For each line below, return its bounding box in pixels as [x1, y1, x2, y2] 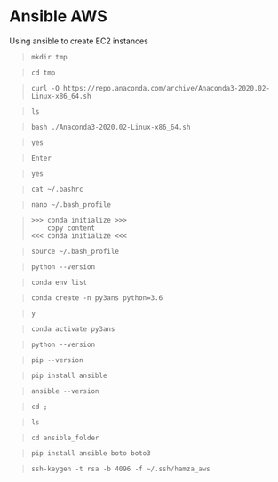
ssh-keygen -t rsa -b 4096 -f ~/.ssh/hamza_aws [30, 464, 210, 473]
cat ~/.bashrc [30, 185, 83, 194]
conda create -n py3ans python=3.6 [30, 293, 163, 303]
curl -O [30, 83, 60, 92]
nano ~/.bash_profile [30, 200, 111, 209]
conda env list [30, 278, 88, 287]
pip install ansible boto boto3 [30, 448, 151, 458]
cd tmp [30, 68, 56, 77]
